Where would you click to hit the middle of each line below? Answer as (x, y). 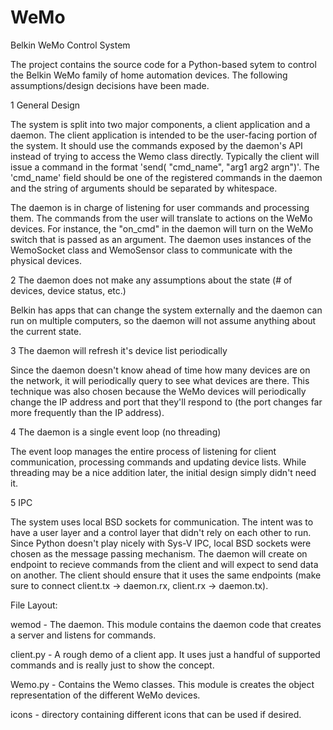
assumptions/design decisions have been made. (110, 85)
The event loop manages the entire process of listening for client (143, 451)
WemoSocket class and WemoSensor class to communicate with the (151, 250)
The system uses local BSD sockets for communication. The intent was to (162, 522)
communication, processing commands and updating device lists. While (158, 462)
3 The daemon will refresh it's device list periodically (119, 350)
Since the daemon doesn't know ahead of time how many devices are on (160, 370)
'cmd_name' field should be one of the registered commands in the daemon (166, 177)
